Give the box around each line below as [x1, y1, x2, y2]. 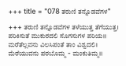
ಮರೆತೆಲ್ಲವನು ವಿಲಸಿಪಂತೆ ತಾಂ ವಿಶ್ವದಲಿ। [8, 40, 98, 49]
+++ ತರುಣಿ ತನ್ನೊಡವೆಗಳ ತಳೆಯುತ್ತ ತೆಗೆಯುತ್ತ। [8, 23, 120, 31]
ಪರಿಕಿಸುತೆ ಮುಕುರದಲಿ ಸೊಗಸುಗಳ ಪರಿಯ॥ [8, 31, 107, 40]
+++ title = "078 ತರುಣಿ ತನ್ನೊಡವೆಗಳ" [8, 7, 112, 16]
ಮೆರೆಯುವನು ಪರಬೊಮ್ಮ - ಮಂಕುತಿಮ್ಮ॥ [8, 48, 104, 57]
